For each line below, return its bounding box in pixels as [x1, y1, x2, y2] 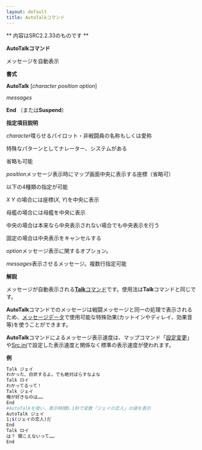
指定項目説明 [6, 119, 38, 127]
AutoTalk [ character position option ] [6, 82, 98, 89]
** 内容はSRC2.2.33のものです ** [6, 31, 89, 39]
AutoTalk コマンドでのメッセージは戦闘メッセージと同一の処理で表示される [6, 305, 193, 313]
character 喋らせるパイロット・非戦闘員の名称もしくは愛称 [6, 132, 153, 139]
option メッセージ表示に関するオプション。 [6, 247, 112, 254]
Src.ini [11, 341, 28, 348]
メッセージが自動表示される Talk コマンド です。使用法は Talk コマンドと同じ [6, 286, 191, 293]
